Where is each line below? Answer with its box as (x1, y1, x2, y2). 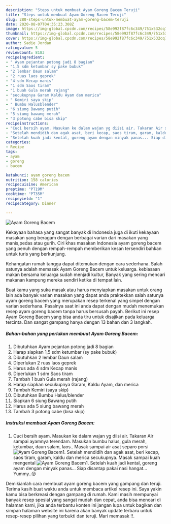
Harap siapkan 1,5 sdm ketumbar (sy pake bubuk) (13, 349, 117, 355)
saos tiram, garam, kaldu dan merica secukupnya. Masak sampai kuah (13, 454, 160, 460)
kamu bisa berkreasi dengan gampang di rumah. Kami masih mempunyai (6, 491, 158, 497)
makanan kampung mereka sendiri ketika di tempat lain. (6, 276, 122, 283)
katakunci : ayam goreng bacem (6, 172, 70, 178)
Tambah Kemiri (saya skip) (13, 387, 69, 393)
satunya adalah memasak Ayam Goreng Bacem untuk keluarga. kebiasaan (6, 266, 160, 272)
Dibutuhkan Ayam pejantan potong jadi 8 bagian (13, 344, 114, 350)
